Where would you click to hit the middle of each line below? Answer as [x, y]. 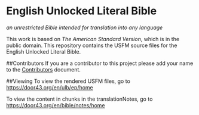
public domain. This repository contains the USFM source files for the [92, 45]
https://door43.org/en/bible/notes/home [56, 105]
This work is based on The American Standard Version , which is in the [93, 39]
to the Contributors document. [43, 69]
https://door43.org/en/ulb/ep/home [50, 87]
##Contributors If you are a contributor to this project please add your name [100, 63]
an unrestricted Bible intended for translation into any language [85, 27]
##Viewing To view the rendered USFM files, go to [68, 81]
